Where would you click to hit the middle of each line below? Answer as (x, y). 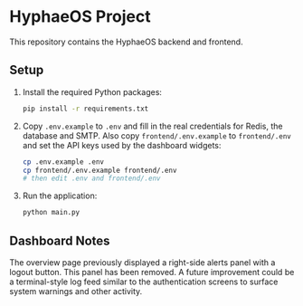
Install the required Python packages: (92, 91)
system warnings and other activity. (76, 291)
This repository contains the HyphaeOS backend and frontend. (126, 42)
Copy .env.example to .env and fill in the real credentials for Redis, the (152, 126)
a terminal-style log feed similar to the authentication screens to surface (144, 282)
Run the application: (60, 196)
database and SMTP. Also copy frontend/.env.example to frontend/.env (156, 135)
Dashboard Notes (60, 240)
